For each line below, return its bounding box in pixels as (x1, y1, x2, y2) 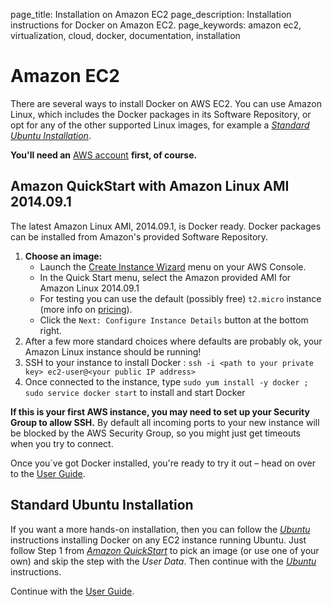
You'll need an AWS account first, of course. (10, 149, 198, 161)
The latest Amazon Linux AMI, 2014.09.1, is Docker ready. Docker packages (10, 220, 322, 232)
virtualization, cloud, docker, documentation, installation (10, 30, 241, 41)
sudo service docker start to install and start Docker (24, 386, 246, 398)
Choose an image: (24, 250, 103, 262)
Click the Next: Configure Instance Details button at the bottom (39, 314, 309, 326)
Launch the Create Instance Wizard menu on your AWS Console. (39, 260, 307, 273)
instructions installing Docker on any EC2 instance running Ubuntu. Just (10, 534, 307, 546)
